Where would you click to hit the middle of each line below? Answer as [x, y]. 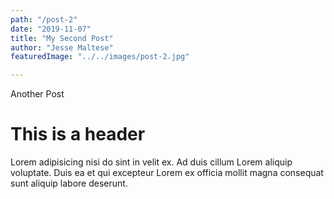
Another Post [37, 94]
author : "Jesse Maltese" [62, 47]
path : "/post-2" [44, 19]
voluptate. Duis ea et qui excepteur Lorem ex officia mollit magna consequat [167, 173]
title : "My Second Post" [62, 38]
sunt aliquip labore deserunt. [69, 183]
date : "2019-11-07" [51, 29]
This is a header [78, 134]
